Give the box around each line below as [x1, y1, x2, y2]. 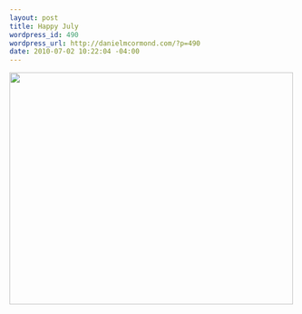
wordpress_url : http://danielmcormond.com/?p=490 [9, 38, 201, 48]
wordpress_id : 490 [9, 30, 79, 39]
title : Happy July [9, 22, 79, 31]
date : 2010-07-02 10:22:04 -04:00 [9, 47, 141, 56]
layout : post [9, 13, 59, 23]
